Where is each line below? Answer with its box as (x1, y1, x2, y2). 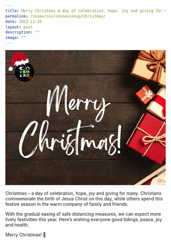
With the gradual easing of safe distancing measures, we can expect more (5, 211, 161, 217)
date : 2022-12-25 (5, 19, 42, 24)
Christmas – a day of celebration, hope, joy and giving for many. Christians (5, 190, 162, 196)
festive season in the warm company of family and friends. (5, 201, 129, 207)
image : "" (5, 35, 26, 40)
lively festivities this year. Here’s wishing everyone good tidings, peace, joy (5, 216, 162, 222)
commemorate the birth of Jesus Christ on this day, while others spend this (5, 196, 163, 202)
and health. (5, 222, 29, 228)
